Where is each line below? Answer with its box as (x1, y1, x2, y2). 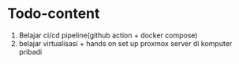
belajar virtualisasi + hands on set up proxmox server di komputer (18, 38, 233, 48)
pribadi (18, 47, 43, 56)
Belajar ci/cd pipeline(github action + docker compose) (18, 30, 198, 40)
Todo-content (7, 5, 100, 23)
